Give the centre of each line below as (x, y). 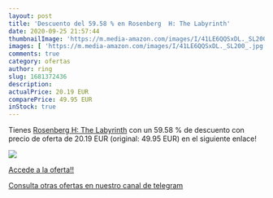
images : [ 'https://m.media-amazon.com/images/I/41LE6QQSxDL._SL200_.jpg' (138, 46)
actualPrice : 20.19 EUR (49, 92)
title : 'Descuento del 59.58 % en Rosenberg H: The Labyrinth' (119, 24)
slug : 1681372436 (38, 77)
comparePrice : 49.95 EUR (50, 99)
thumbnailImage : (36, 39)
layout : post (30, 16)
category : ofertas (39, 62)
